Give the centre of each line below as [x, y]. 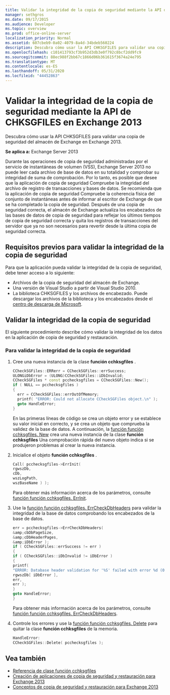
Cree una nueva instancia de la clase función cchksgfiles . [74, 361]
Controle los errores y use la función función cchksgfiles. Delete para [85, 623]
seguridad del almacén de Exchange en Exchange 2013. [64, 142]
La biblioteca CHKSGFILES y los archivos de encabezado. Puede [80, 293]
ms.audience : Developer [30, 24]
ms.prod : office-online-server [38, 33]
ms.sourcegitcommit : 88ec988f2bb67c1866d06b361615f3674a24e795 [73, 57]
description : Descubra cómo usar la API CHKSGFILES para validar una [80, 48]
